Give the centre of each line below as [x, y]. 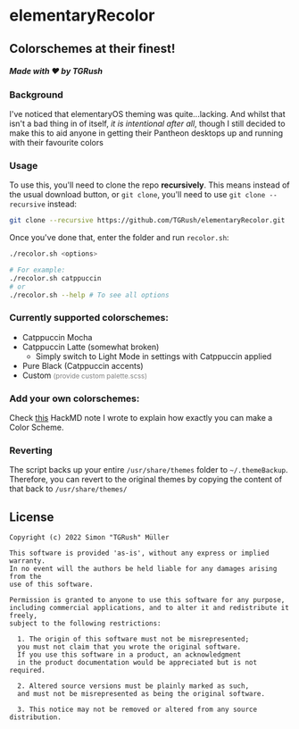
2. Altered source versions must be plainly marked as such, [133, 686]
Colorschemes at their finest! [92, 49]
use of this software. [51, 585]
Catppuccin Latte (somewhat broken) [91, 347]
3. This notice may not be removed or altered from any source [137, 710]
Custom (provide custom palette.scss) [84, 375]
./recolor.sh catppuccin [55, 278]
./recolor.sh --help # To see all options [89, 295]
